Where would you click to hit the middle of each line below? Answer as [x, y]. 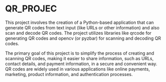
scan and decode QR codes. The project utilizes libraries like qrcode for [78, 33]
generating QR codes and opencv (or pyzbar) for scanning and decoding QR [83, 38]
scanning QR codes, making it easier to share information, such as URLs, [79, 58]
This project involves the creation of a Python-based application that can [80, 22]
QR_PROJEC [31, 9]
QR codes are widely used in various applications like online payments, [78, 69]
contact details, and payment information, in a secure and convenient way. [81, 64]
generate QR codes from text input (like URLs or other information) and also [82, 27]
